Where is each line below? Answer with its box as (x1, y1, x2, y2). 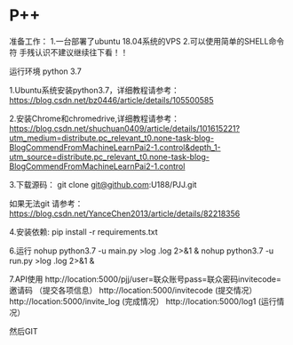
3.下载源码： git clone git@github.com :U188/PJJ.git (9, 179, 197, 189)
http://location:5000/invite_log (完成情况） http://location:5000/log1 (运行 (9, 295, 277, 307)
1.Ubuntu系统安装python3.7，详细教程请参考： (9, 84, 180, 95)
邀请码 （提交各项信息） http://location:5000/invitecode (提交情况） (9, 285, 257, 295)
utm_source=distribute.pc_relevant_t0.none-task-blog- (9, 151, 210, 162)
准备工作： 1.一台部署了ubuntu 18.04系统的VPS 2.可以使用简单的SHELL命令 (9, 36, 285, 46)
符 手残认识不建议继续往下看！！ (9, 46, 129, 58)
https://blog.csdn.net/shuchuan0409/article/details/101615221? (9, 123, 241, 133)
